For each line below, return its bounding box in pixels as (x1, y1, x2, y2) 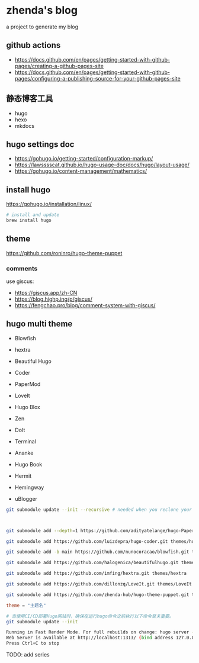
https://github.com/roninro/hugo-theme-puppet (6, 249, 123, 256)
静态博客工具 (6, 94, 53, 104)
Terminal (14, 437, 37, 445)
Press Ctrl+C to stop (6, 641, 60, 646)
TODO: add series (6, 651, 50, 658)
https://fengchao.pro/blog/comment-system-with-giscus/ (14, 302, 156, 309)
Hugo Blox (14, 403, 40, 410)
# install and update (6, 212, 60, 218)
